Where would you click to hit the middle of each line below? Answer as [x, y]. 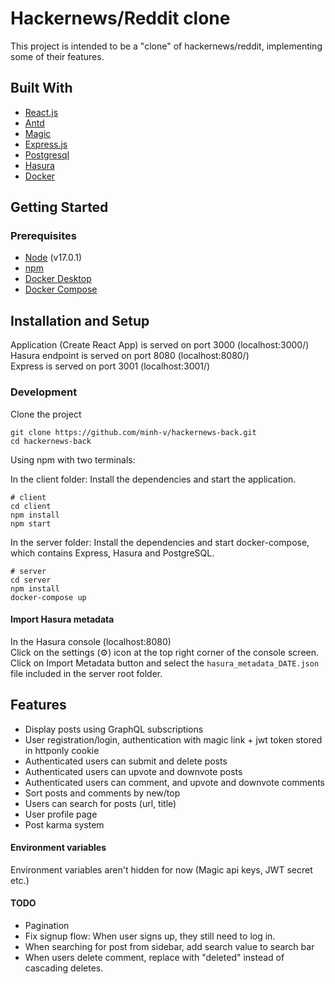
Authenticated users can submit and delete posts [126, 761]
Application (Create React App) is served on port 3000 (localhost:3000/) [160, 345]
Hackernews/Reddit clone [120, 18]
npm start [31, 523]
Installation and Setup [80, 320]
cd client [31, 506]
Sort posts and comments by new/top [102, 793]
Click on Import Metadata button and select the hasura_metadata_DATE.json [165, 663]
